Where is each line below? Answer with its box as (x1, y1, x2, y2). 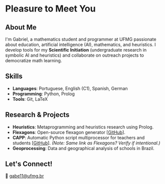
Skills (5, 72, 23, 81)
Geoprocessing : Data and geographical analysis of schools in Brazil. (12, 145, 154, 151)
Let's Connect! (5, 160, 53, 168)
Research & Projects (5, 111, 70, 119)
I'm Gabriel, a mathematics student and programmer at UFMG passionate (5, 36, 156, 42)
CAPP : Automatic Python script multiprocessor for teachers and (12, 134, 145, 140)
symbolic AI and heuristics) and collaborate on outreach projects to (5, 52, 144, 58)
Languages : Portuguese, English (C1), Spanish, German (12, 85, 128, 91)
